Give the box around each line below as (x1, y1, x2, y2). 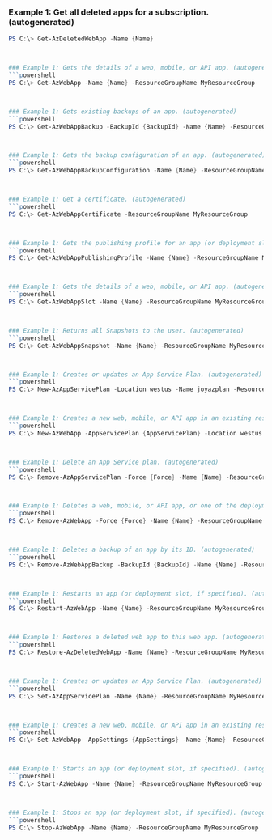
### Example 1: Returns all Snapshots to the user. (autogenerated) (8, 326, 244, 334)
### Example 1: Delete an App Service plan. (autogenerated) (8, 458, 219, 466)
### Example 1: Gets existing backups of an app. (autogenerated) (8, 108, 237, 116)
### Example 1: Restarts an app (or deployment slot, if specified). (8, 589, 249, 597)
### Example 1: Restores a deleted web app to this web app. (8, 634, 219, 642)
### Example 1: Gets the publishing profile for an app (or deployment (8, 239, 255, 247)
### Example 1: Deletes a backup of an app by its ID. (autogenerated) (8, 545, 255, 554)
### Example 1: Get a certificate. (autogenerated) (8, 195, 186, 204)
